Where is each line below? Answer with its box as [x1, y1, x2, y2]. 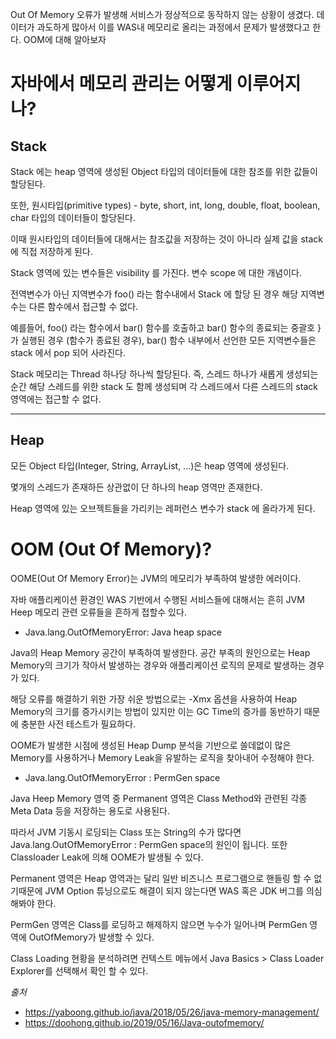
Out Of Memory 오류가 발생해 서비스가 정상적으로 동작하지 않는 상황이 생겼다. [10, 9, 315, 20]
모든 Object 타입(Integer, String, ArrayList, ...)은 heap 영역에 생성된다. [10, 459, 290, 472]
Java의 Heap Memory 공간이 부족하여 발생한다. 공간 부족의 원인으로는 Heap [10, 646, 311, 658]
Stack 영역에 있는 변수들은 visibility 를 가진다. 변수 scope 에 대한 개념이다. [10, 267, 302, 278]
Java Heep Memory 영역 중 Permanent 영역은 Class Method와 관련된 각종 [10, 792, 308, 804]
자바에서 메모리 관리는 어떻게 [10, 73, 233, 95]
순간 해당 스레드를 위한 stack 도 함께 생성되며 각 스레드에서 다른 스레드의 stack [10, 381, 318, 392]
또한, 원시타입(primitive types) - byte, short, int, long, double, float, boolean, [10, 199, 321, 211]
